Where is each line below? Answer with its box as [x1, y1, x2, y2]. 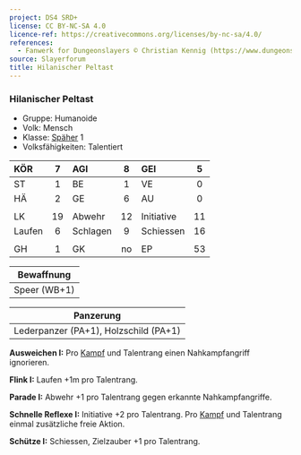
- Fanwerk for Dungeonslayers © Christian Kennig [17, 47, 206, 56]
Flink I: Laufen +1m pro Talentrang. [9, 374, 139, 385]
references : [9, 38, 54, 47]
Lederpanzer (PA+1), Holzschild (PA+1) [13, 324, 181, 337]
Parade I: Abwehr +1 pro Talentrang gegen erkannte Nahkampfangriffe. [9, 391, 272, 403]
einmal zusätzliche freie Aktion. [9, 418, 125, 430]
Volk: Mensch [21, 123, 73, 133]
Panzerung [73, 310, 121, 322]
